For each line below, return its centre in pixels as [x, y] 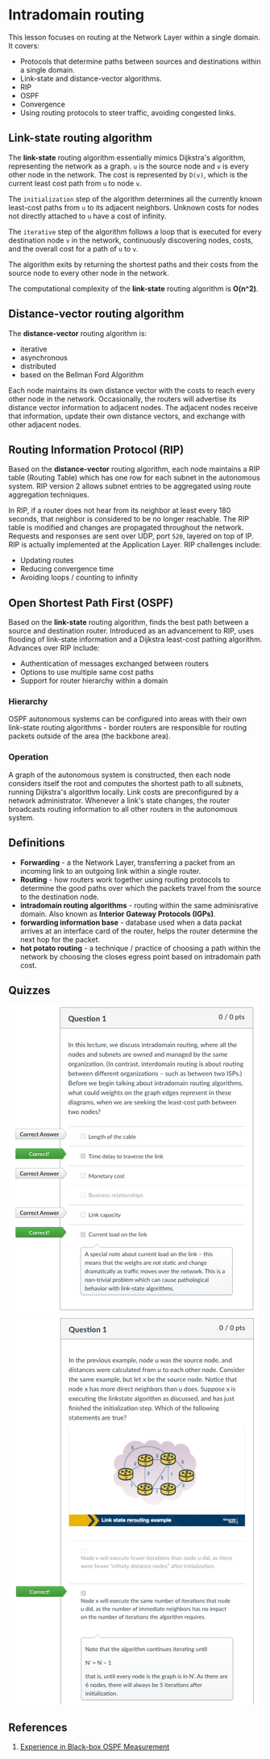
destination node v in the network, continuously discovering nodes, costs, [131, 240]
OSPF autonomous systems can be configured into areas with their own [128, 719]
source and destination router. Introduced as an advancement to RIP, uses [131, 631]
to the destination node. [59, 896]
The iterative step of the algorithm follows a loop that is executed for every [135, 231]
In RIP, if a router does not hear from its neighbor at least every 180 [120, 510]
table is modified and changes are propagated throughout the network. [126, 528]
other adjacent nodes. [45, 424]
